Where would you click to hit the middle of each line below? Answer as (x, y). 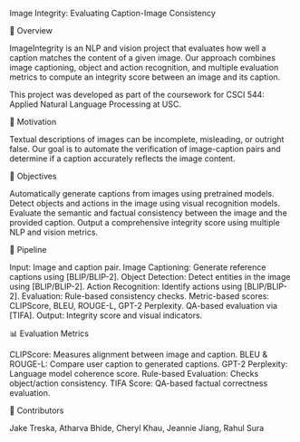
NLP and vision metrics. (53, 232)
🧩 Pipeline (28, 250)
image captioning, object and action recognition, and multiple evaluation (144, 67)
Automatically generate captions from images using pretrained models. (142, 193)
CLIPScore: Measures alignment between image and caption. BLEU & (139, 354)
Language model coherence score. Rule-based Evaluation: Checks (134, 374)
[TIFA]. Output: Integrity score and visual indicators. (106, 315)
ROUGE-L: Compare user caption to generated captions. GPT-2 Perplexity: (149, 364)
